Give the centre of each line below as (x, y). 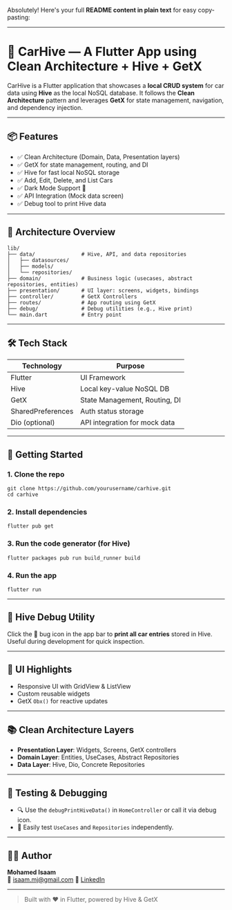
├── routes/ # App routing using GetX (81, 303)
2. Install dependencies (47, 512)
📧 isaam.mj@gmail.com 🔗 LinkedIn (56, 880)
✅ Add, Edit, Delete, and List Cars (65, 180)
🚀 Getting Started (45, 455)
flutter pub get (30, 526)
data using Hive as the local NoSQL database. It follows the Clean (101, 93)
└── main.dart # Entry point (65, 315)
